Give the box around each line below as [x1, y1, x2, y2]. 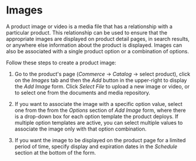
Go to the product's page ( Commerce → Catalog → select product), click [14, 70, 191, 77]
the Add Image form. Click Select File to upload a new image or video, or [14, 83, 190, 90]
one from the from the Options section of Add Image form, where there [14, 107, 186, 114]
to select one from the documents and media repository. [14, 89, 150, 96]
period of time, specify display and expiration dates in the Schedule [14, 143, 177, 150]
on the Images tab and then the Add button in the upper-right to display [14, 77, 187, 84]
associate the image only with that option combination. [14, 125, 147, 132]
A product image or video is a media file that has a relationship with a [6, 23, 173, 30]
